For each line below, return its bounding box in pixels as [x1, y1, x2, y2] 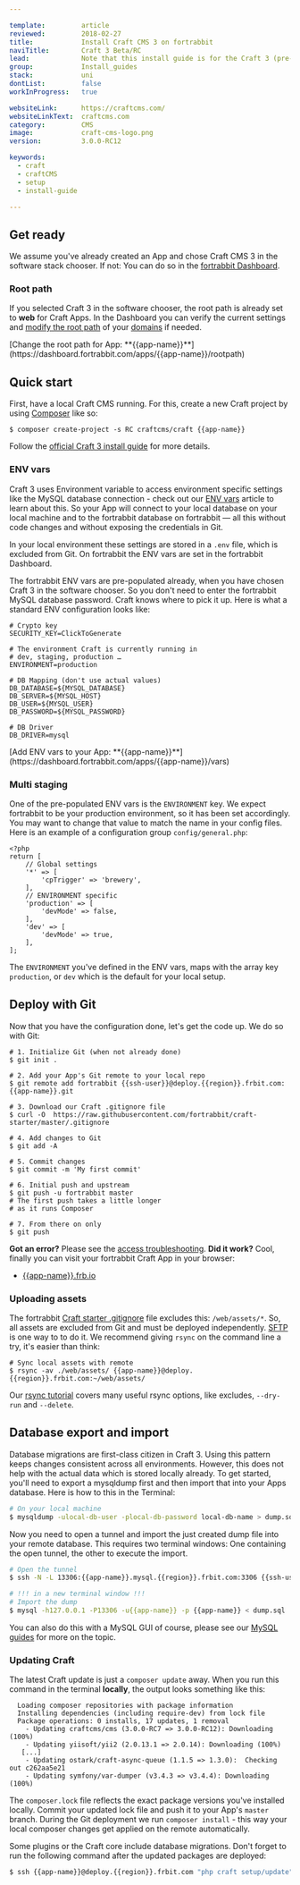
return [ [9, 851, 42, 861]
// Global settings [25, 859, 98, 868]
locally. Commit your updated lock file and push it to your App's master [9, 1805, 270, 1815]
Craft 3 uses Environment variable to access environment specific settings [9, 484, 283, 494]
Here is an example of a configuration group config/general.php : [9, 826, 248, 837]
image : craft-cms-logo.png [9, 129, 154, 138]
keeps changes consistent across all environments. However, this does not [9, 1458, 284, 1469]
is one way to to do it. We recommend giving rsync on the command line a [9, 1331, 281, 1342]
